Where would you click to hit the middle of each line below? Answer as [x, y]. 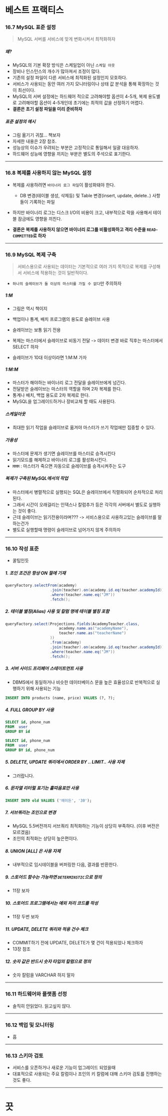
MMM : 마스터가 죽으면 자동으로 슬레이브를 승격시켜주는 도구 [69, 466]
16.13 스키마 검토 [24, 1056]
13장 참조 [21, 949]
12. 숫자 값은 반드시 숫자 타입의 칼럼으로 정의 [48, 961]
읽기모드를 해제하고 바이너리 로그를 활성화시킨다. [60, 459]
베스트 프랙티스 [34, 10]
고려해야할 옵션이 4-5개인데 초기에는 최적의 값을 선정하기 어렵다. [81, 103]
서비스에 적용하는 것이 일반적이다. [55, 273]
